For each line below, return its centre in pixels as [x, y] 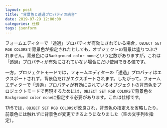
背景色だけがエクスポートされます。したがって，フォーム [102, 79]
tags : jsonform [21, 28]
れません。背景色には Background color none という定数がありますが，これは [83, 56]
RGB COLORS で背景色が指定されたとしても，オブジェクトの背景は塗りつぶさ [82, 49]
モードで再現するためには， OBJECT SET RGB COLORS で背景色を [90, 91]
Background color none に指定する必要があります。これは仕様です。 [74, 97]
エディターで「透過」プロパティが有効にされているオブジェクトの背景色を [81, 85]
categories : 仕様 [22, 24]
